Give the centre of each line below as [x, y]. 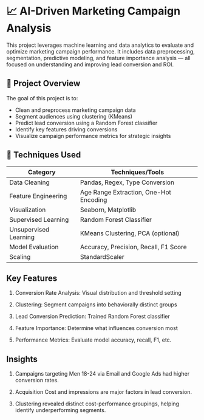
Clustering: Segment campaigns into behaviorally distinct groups [96, 305]
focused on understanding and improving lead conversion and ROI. [90, 64]
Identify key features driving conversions [66, 129]
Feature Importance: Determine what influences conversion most [96, 328]
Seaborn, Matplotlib [108, 210]
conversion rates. [37, 380]
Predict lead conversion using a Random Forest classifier [86, 123]
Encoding [93, 199]
